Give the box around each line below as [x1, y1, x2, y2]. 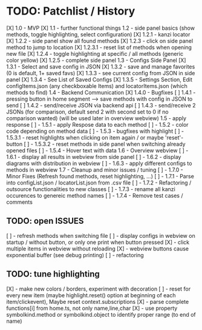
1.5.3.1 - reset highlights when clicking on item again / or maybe [6, 133, 165, 141]
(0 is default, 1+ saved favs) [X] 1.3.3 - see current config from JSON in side [6, 69, 195, 76]
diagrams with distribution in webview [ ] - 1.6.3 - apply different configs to [6, 160, 192, 167]
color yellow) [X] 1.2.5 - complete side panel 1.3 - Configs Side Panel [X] [6, 56, 186, 64]
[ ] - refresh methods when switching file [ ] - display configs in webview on [6, 232, 195, 239]
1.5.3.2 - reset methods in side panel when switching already [34, 140, 186, 147]
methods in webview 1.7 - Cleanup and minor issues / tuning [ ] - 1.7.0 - [6, 166, 183, 173]
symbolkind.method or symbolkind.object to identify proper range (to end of [6, 311, 197, 318]
